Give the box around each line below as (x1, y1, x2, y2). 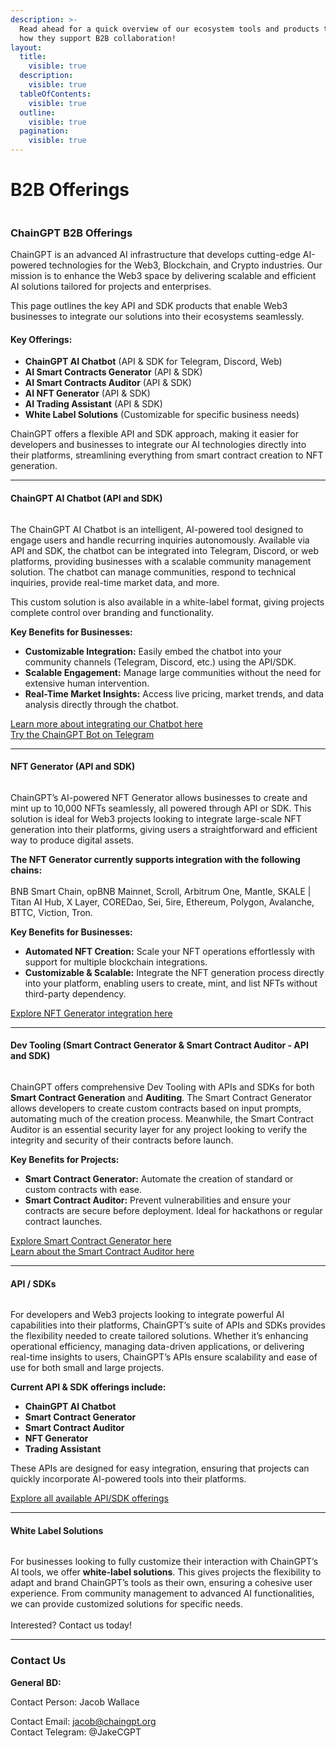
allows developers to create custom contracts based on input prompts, (10, 1102, 302, 1115)
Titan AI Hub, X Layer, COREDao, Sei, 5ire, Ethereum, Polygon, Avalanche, (10, 896, 315, 908)
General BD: (10, 1676, 62, 1688)
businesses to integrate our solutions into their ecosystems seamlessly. (10, 311, 305, 323)
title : (19, 52, 47, 62)
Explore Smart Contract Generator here (10, 1235, 172, 1247)
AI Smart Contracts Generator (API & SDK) (24, 366, 203, 378)
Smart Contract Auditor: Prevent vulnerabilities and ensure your (24, 1194, 292, 1206)
